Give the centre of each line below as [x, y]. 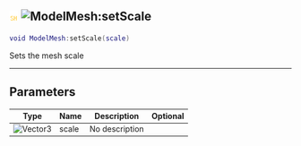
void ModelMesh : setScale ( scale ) [69, 38]
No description [117, 129]
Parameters [43, 92]
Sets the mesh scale [47, 56]
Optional [168, 116]
